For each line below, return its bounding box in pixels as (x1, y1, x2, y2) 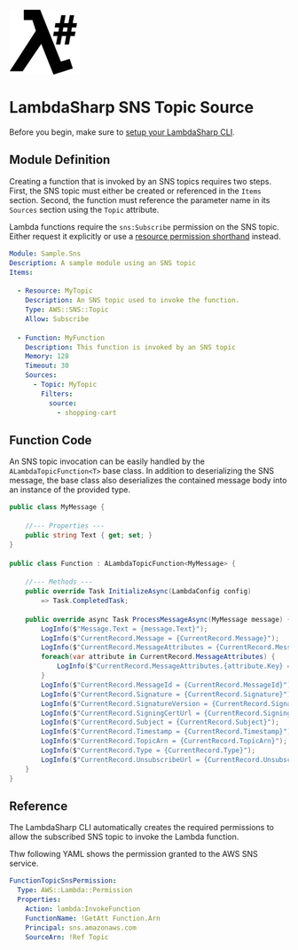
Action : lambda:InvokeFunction (25, 905, 141, 914)
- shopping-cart (56, 408, 117, 417)
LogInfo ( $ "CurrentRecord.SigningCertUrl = (41, 709, 200, 718)
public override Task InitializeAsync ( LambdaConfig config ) (25, 587, 252, 596)
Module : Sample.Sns (9, 249, 82, 258)
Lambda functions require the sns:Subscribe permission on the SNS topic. (9, 221, 279, 232)
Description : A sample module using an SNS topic (9, 258, 197, 267)
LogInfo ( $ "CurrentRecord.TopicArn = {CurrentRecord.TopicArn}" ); (41, 737, 288, 746)
